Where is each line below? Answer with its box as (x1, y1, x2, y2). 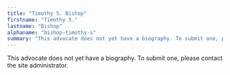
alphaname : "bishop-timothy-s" (7, 29, 97, 36)
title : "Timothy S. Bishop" (7, 10, 88, 17)
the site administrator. (7, 61, 68, 70)
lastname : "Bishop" (7, 22, 63, 29)
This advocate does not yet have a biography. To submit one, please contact (7, 54, 223, 62)
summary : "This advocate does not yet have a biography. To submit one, (7, 35, 219, 42)
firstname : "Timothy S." (7, 16, 78, 23)
